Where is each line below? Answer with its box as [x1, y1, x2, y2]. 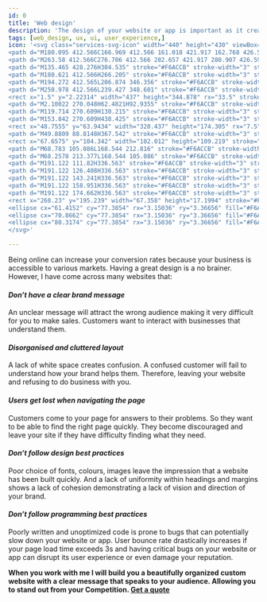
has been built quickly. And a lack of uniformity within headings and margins [8, 474, 258, 484]
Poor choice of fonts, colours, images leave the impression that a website [8, 466, 249, 476]
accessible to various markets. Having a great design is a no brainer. [8, 263, 233, 273]
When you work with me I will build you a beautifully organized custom [8, 568, 246, 577]
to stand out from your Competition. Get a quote [8, 585, 170, 595]
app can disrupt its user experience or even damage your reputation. [8, 553, 234, 562]
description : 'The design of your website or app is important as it [8, 26, 244, 34]
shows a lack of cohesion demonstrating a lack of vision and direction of [8, 483, 246, 492]
